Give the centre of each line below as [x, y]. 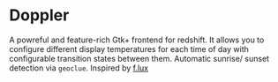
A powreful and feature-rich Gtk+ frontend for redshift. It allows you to [137, 40]
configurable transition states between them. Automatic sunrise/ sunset [139, 58]
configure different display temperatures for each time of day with [129, 48]
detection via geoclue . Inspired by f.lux [79, 68]
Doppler [39, 15]
